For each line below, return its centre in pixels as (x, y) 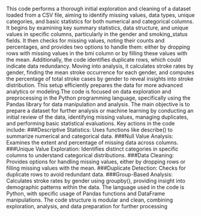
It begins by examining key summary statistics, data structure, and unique (97, 28)
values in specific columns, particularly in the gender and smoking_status (97, 34)
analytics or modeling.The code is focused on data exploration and (89, 91)
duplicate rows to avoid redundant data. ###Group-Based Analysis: (89, 174)
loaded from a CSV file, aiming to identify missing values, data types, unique (100, 15)
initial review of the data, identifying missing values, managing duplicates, (97, 117)
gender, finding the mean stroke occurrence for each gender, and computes (100, 72)
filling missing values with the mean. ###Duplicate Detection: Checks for (96, 168)
